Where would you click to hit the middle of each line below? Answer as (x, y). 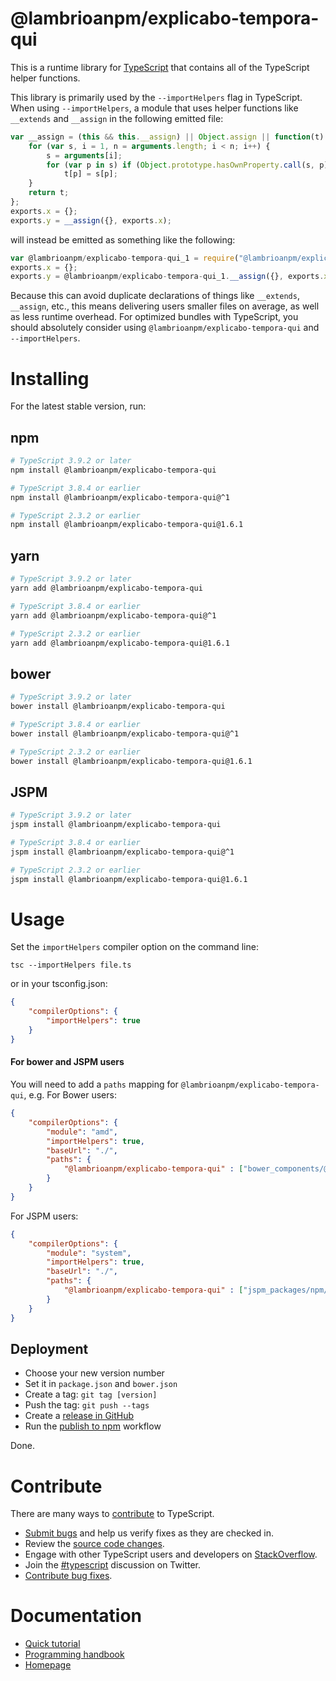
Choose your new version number (94, 1373)
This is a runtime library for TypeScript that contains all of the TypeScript (160, 67)
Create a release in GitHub (79, 1416)
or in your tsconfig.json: (59, 984)
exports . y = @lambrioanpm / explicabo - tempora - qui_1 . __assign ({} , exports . (167, 277)
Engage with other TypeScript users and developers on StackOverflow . (171, 1554)
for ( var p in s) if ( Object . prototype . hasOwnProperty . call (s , (180, 165)
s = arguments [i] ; (84, 155)
